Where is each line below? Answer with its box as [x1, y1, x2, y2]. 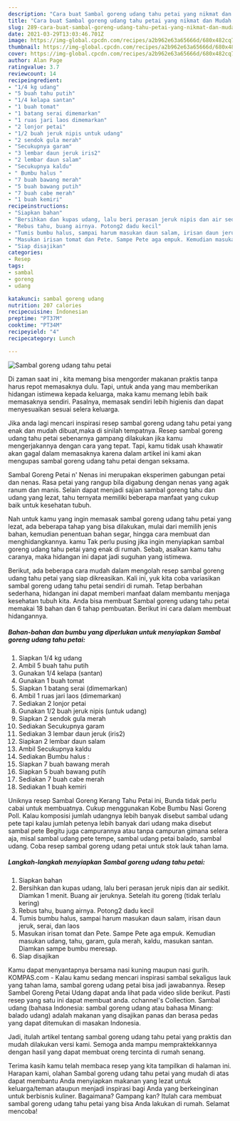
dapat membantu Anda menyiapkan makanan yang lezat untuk [8, 1076, 192, 1085]
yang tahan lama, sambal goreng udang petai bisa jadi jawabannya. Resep [8, 981, 226, 989]
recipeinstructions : [8, 203, 70, 210]
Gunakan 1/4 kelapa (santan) [18, 668, 103, 677]
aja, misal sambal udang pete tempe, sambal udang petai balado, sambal [8, 834, 221, 842]
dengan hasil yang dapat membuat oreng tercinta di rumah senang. [8, 1048, 206, 1056]
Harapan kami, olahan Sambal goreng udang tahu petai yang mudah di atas [8, 1069, 229, 1078]
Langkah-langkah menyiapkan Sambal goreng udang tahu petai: [8, 858, 205, 866]
